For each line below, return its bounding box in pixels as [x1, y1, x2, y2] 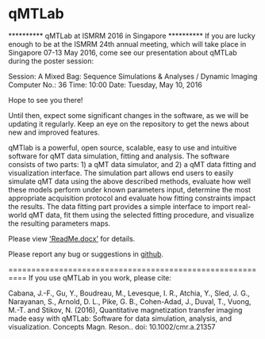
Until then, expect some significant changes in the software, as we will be [8, 110, 249, 120]
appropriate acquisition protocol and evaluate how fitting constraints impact [8, 193, 256, 203]
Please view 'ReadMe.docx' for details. [8, 234, 136, 243]
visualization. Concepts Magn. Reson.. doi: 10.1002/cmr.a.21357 [8, 322, 216, 331]
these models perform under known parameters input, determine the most [8, 185, 252, 194]
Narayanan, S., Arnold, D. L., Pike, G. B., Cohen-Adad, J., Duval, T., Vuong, [8, 296, 252, 306]
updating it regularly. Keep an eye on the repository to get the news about [8, 119, 250, 128]
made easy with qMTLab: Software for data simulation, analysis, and [8, 314, 232, 323]
